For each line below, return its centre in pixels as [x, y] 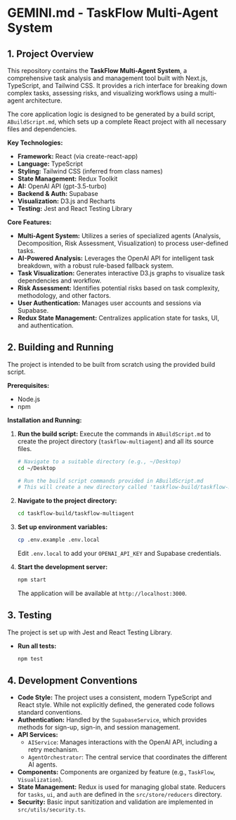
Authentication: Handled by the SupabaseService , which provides [112, 720]
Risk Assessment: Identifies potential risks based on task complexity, [118, 288]
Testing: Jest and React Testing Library [75, 208]
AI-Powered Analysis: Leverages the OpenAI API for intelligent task [116, 258]
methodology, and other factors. [64, 295]
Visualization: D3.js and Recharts [66, 201]
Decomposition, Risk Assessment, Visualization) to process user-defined [123, 243]
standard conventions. [50, 712]
